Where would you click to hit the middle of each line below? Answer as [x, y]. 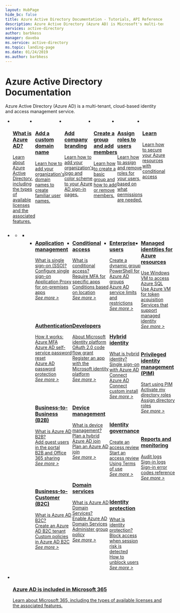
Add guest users [52, 442]
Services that [154, 304]
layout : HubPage [22, 10]
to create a [105, 169]
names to [44, 185]
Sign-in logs [153, 462]
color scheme [78, 178]
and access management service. [40, 112]
